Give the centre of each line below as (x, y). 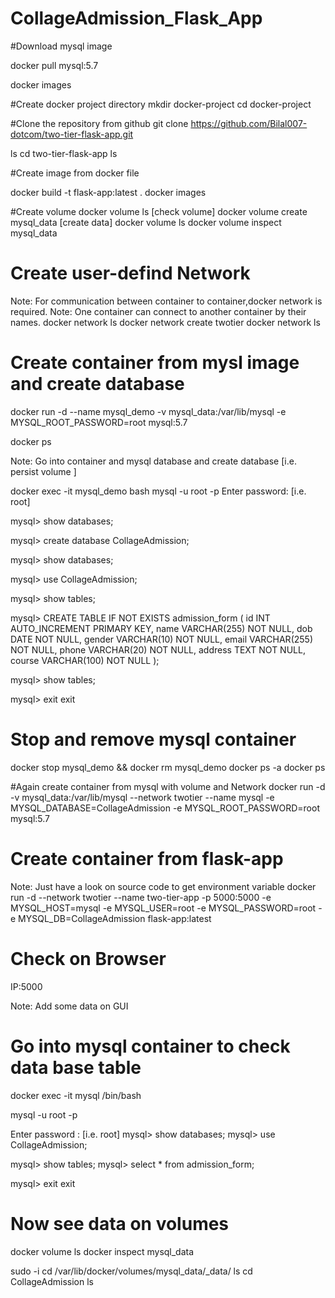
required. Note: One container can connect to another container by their (158, 311)
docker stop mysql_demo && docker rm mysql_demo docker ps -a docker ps (168, 767)
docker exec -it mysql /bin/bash (76, 1095)
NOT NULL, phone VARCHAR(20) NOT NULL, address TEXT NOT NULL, (158, 649)
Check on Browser (88, 958)
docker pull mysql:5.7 (54, 65)
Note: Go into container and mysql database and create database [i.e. (153, 461)
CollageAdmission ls (52, 1281)
